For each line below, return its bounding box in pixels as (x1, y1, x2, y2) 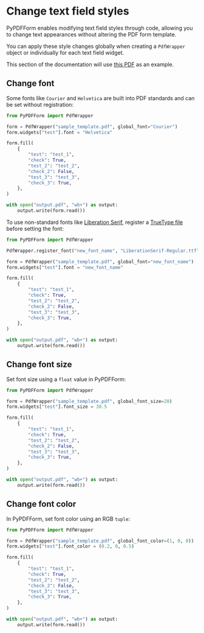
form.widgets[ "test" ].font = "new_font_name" (6, 264, 123, 271)
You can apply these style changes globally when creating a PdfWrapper (6, 42, 186, 50)
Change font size (6, 359, 72, 370)
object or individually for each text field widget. (6, 49, 124, 56)
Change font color (6, 499, 76, 509)
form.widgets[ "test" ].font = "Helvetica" (6, 129, 113, 135)
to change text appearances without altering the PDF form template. (6, 30, 177, 38)
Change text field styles (6, 4, 129, 18)
